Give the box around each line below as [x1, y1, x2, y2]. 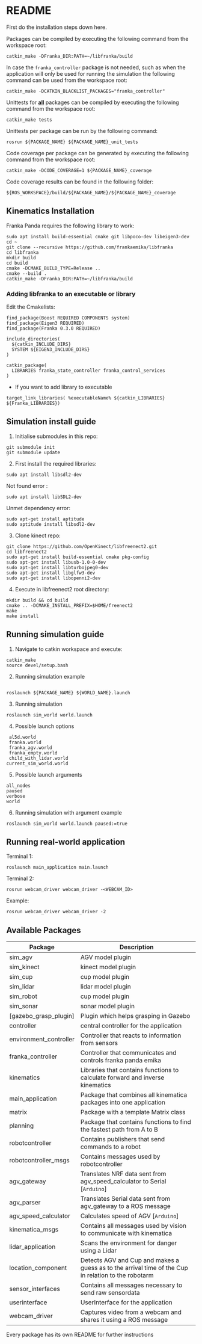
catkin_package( [6, 362, 47, 369]
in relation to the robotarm [80, 1271, 155, 1280]
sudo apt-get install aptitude [6, 516, 85, 522]
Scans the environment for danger [80, 1239, 177, 1247]
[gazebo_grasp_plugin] [9, 1012, 75, 1020]
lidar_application [9, 1243, 56, 1251]
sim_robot [9, 992, 38, 1000]
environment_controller [9, 1035, 75, 1044]
